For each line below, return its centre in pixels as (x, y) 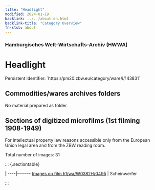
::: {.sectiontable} (22, 164)
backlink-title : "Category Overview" (44, 23)
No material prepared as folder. (36, 105)
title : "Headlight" (25, 9)
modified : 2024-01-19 (27, 14)
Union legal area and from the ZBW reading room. (55, 145)
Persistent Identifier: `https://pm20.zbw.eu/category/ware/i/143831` (73, 78)
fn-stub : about (21, 28)
